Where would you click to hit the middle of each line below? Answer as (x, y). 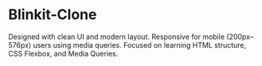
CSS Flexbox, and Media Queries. (63, 53)
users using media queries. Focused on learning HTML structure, (140, 45)
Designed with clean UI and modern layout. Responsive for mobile (117, 37)
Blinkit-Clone (53, 15)
